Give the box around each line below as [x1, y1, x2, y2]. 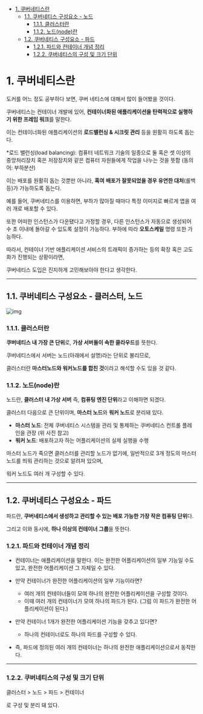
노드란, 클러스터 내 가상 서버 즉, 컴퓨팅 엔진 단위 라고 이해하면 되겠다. [6, 396, 166, 404]
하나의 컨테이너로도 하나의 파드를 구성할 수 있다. [24, 631, 137, 638]
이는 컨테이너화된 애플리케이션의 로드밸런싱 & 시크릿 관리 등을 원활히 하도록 [6, 128, 184, 136]
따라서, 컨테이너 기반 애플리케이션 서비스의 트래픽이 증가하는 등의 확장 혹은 [6, 246, 182, 253]
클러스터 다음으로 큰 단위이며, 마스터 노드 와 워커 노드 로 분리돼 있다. [6, 409, 164, 416]
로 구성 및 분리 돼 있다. [6, 701, 59, 709]
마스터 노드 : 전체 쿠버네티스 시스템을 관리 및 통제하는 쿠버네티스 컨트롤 [14, 422, 181, 429]
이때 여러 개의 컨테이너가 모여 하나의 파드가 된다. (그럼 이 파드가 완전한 [24, 598, 190, 605]
